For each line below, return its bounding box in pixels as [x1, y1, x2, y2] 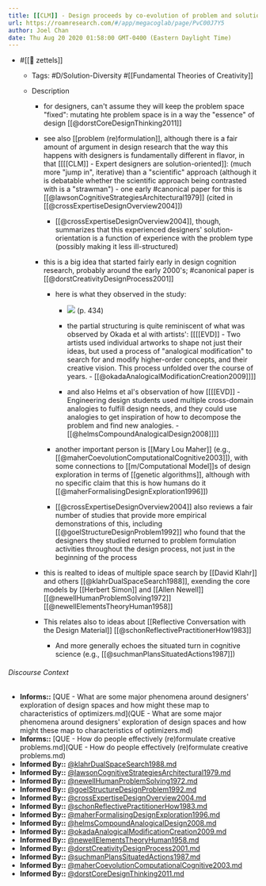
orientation [55, 233, 91, 243]
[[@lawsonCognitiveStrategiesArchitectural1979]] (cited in [43, 193, 234, 202]
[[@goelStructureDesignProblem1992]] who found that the [55, 527, 246, 537]
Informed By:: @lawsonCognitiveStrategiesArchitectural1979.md [19, 768, 231, 777]
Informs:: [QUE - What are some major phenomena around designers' [19, 692, 249, 702]
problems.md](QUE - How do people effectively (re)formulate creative [19, 742, 249, 752]
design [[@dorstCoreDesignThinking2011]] [43, 118, 182, 128]
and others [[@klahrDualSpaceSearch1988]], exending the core [43, 577, 251, 586]
